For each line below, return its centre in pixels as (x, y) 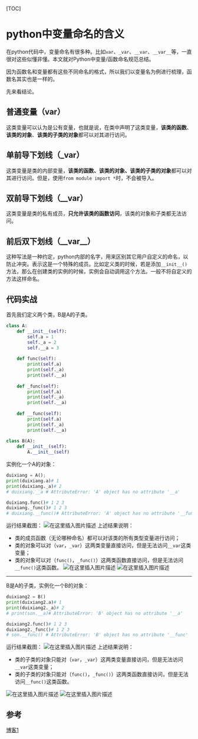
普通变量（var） (36, 112)
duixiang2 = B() (26, 597)
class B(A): (21, 441)
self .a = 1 (41, 337)
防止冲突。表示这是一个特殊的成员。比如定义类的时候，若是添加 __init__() (97, 264)
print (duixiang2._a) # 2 (35, 608)
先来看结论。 (22, 92)
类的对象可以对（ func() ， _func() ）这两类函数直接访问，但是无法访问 (99, 560)
